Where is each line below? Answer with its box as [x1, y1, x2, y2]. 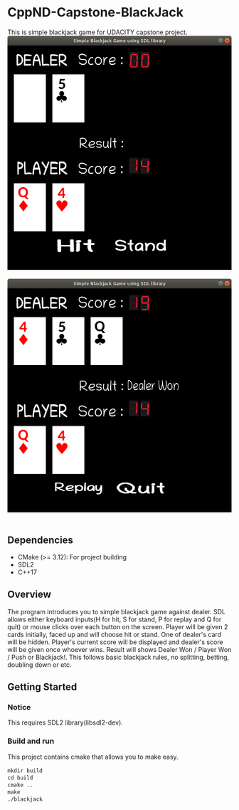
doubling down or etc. [7, 660, 73, 669]
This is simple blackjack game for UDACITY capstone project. [7, 28, 188, 36]
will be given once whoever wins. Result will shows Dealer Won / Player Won [7, 645, 232, 653]
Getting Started [7, 681, 78, 693]
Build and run [7, 736, 55, 746]
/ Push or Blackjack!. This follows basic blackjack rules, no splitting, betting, [7, 653, 230, 661]
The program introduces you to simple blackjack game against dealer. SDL [7, 607, 226, 616]
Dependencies [7, 534, 73, 546]
